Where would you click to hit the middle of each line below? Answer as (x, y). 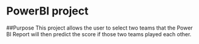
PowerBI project (48, 11)
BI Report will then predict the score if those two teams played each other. (99, 34)
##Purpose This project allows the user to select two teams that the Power (99, 28)
